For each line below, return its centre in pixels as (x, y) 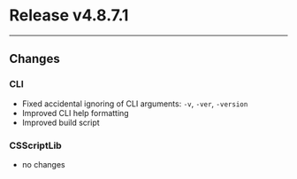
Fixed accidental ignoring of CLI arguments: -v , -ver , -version (135, 104)
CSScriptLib (35, 145)
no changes (43, 164)
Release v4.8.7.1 (69, 16)
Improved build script (61, 122)
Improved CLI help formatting (76, 113)
